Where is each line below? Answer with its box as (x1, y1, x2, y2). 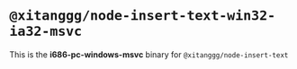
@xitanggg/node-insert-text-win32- (9, 7, 276, 24)
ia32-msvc (9, 23, 83, 40)
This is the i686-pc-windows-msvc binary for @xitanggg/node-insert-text (9, 48, 289, 60)
